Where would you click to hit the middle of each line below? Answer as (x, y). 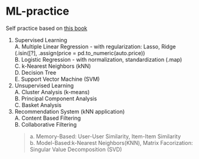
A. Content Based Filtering (48, 118)
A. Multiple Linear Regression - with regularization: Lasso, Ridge (95, 46)
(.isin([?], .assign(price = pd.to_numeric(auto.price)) (80, 53)
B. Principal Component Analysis (56, 98)
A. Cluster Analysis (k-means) (52, 92)
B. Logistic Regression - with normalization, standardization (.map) (98, 59)
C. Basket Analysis (38, 105)
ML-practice (38, 11)
